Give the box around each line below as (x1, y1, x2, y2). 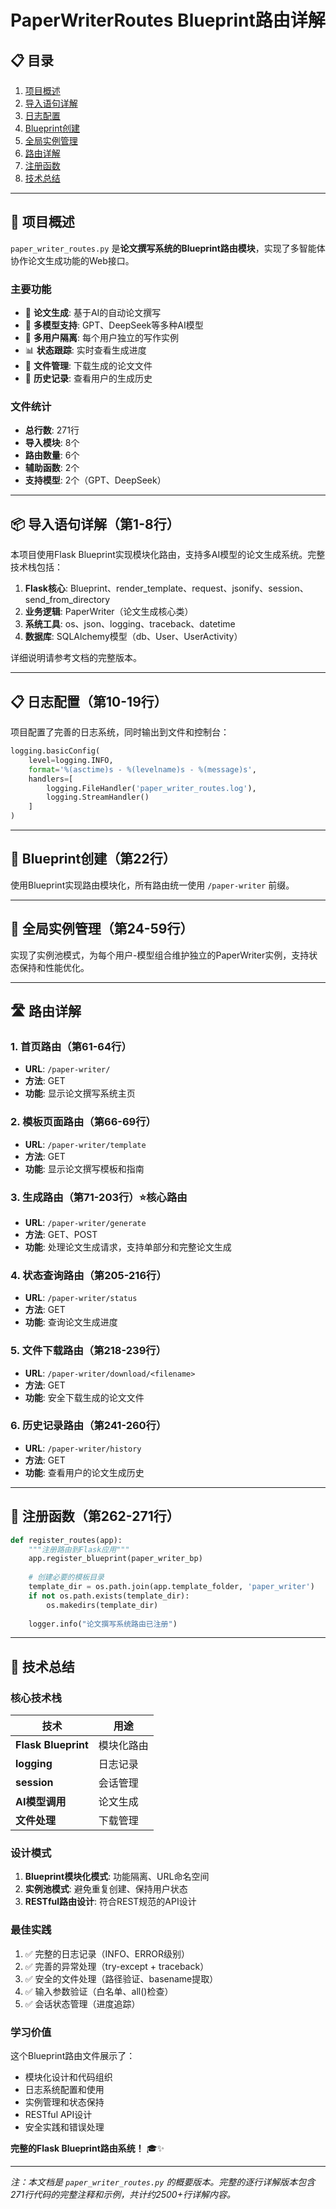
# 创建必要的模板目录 (28, 1572, 105, 1583)
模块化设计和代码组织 (24, 2071, 113, 2083)
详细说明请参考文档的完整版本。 (10, 652, 142, 664)
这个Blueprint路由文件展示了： (10, 2049, 136, 2061)
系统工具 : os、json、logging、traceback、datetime (24, 618, 236, 630)
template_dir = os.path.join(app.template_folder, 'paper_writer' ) (28, 1582, 315, 1592)
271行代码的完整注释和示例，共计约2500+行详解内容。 (10, 2188, 236, 2200)
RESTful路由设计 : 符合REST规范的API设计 (24, 1896, 197, 1908)
